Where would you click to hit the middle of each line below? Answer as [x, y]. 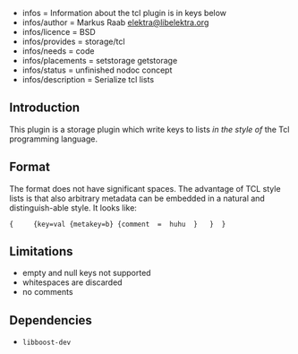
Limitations [41, 251]
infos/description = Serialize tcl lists [88, 79]
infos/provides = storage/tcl [73, 41]
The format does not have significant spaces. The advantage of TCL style [145, 188]
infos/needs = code [58, 51]
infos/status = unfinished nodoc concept [97, 70]
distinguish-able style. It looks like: [73, 207]
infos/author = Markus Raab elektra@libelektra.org [115, 22]
